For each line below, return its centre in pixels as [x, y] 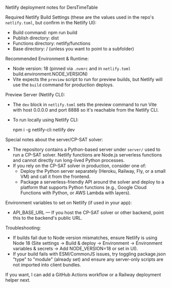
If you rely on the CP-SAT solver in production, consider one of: [79, 166]
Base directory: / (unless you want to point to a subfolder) [73, 49]
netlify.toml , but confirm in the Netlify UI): [51, 23]
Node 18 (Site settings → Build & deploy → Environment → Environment [87, 243]
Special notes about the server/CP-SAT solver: [54, 139]
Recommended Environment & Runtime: [47, 59]
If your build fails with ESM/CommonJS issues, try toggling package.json [89, 254]
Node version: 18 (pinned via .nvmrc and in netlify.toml [72, 69]
